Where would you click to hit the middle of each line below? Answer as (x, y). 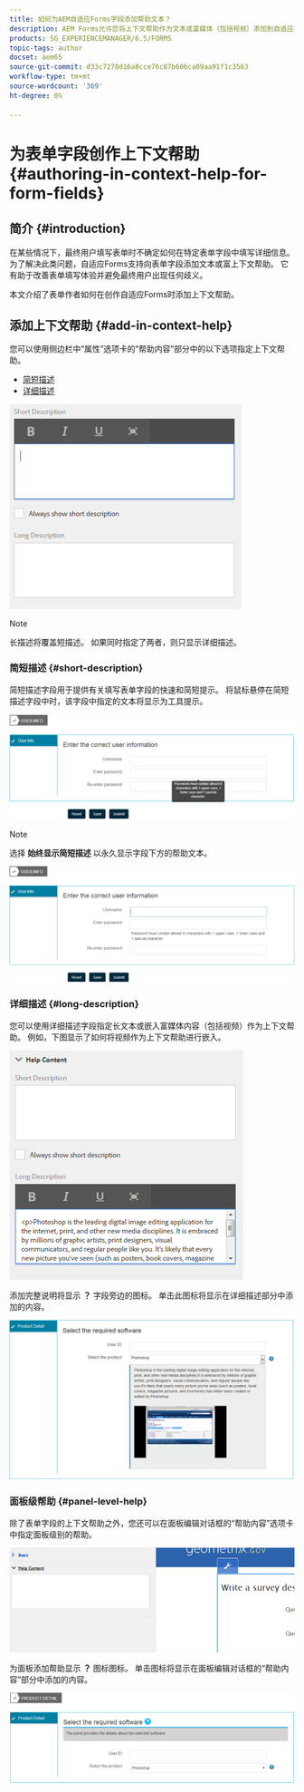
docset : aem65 (36, 58)
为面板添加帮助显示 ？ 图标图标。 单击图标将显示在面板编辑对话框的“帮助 (145, 1668)
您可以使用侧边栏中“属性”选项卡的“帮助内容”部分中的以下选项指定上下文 (143, 349)
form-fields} (57, 193)
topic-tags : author (46, 48)
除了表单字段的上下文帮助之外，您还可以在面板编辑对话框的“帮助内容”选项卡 (152, 1523)
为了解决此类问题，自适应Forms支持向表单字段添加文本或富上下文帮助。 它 (149, 264)
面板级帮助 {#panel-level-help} (78, 1502)
